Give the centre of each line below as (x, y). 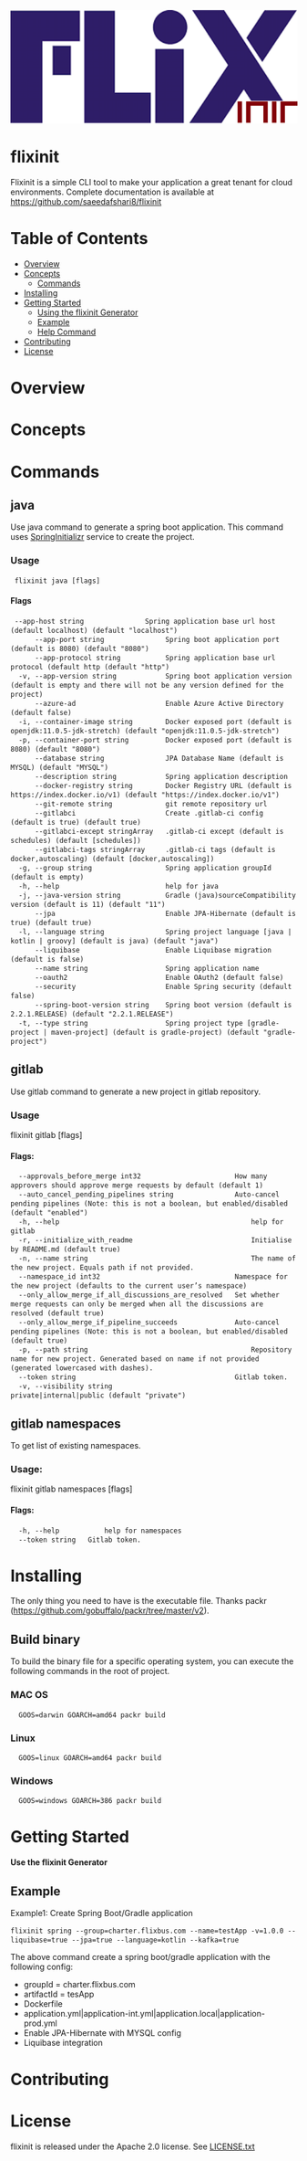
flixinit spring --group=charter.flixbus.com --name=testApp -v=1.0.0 (147, 1931)
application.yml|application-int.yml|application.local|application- (144, 2013)
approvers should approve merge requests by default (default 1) (137, 1186)
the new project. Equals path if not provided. (102, 1268)
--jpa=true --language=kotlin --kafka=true (155, 1940)
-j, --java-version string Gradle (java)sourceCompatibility (158, 895)
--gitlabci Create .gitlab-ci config (148, 813)
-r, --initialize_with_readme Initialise (155, 1240)
